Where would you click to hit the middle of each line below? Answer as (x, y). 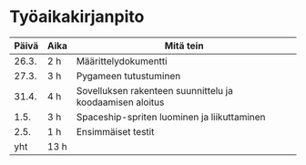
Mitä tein (184, 46)
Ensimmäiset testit (115, 131)
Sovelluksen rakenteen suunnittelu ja (155, 90)
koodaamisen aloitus (120, 102)
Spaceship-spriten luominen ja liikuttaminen (171, 117)
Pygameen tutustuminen (128, 76)
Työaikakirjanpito (77, 17)
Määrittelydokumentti (122, 61)
